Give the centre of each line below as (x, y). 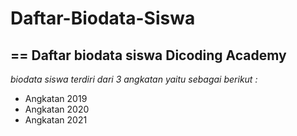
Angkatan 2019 (56, 98)
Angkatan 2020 (57, 109)
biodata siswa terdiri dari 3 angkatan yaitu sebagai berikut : (134, 79)
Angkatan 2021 (56, 120)
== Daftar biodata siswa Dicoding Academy (148, 55)
